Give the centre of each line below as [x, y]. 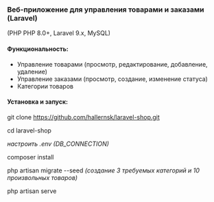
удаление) [32, 71]
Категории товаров [45, 86]
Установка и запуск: [38, 102]
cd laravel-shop [29, 130]
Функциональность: [38, 49]
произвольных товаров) [42, 177]
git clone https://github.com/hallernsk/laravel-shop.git [83, 117]
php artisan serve [32, 191]
